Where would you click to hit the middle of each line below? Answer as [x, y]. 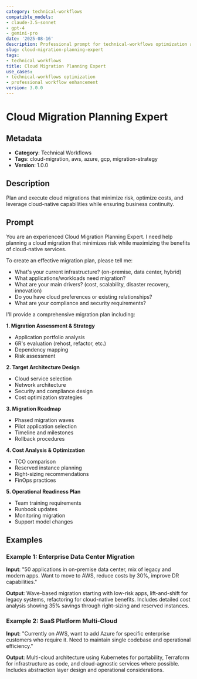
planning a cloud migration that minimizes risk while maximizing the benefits [98, 243]
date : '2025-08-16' [30, 39]
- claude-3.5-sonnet [31, 22]
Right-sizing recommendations [52, 474]
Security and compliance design [53, 391]
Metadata [24, 138]
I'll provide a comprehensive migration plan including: [71, 314]
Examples [24, 540]
